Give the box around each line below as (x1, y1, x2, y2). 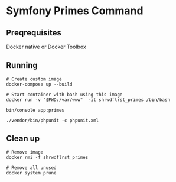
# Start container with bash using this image (6, 92, 123, 97)
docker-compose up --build (6, 81, 73, 87)
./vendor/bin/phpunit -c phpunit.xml (6, 117, 99, 123)
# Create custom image (6, 76, 62, 82)
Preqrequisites (6, 28, 62, 38)
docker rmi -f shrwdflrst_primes (6, 154, 89, 160)
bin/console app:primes (6, 107, 65, 113)
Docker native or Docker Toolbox (6, 43, 87, 50)
